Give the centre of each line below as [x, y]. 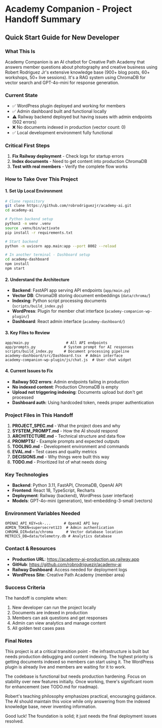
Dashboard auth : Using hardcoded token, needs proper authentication [83, 402]
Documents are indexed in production [50, 613]
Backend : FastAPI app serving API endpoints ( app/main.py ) [71, 290]
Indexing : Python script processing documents [59, 301]
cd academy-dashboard [27, 260]
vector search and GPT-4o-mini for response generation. [62, 82]
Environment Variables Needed [43, 513]
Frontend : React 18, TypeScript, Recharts [53, 490]
